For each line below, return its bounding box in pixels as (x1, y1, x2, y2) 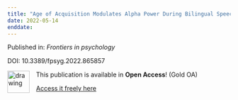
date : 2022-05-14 (7, 17, 59, 24)
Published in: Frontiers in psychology (7, 43, 115, 52)
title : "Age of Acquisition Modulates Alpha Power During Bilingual (7, 10, 214, 18)
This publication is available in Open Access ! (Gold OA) (35, 70, 198, 79)
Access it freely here (35, 84, 97, 93)
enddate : (7, 23, 33, 30)
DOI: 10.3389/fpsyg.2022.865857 (7, 57, 106, 65)
